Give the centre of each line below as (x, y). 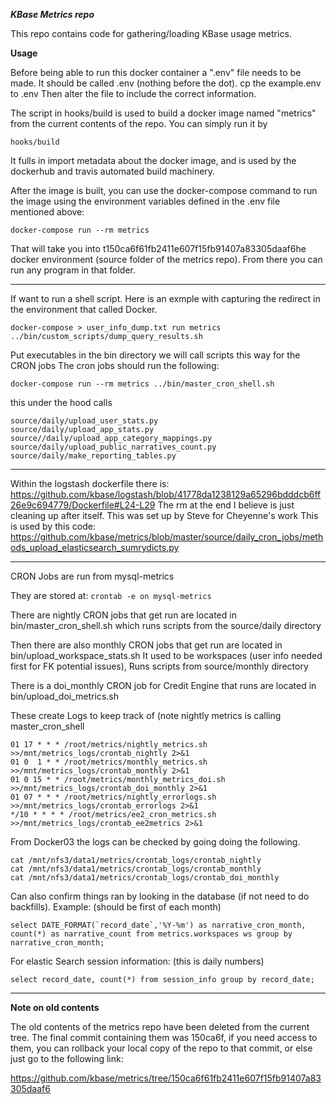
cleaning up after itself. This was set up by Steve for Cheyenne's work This (164, 515)
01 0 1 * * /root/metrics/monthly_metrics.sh (109, 762)
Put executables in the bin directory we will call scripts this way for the (155, 355)
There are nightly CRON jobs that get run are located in (123, 615)
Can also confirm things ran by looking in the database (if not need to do (160, 896)
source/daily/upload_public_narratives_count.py (113, 447)
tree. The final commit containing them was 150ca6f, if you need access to (164, 1037)
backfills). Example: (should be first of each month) (116, 907)
